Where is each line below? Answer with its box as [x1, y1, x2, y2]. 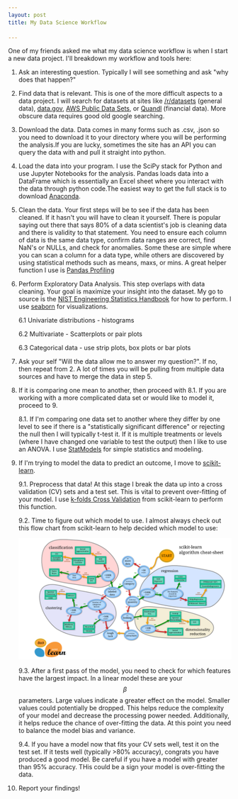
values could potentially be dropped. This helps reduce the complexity [18, 704, 225, 713]
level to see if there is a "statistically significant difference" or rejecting [18, 423, 225, 431]
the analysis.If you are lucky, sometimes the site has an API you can [18, 140, 217, 149]
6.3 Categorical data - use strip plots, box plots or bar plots [18, 344, 191, 352]
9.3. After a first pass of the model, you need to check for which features [18, 666, 231, 675]
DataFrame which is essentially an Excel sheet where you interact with [18, 177, 224, 186]
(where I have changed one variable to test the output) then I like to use [18, 437, 227, 446]
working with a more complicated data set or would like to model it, [18, 393, 215, 402]
